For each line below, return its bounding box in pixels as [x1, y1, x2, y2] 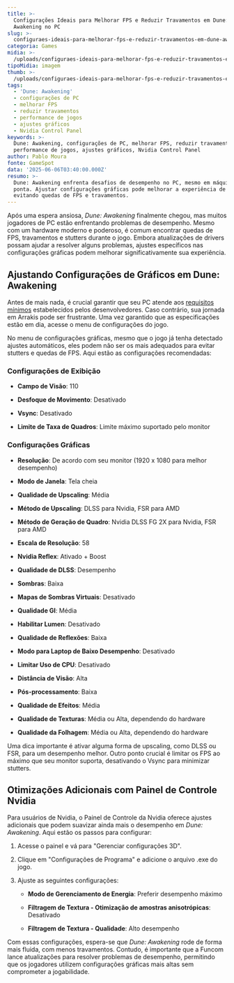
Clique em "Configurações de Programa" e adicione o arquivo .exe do [17, 855, 218, 864]
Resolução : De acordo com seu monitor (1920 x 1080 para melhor [17, 456, 208, 465]
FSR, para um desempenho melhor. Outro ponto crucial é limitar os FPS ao [7, 749, 221, 757]
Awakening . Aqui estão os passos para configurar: [7, 829, 152, 837]
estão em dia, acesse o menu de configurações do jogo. [7, 320, 169, 328]
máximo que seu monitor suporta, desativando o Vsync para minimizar [7, 756, 210, 765]
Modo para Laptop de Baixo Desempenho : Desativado [17, 647, 175, 655]
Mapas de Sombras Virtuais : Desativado [17, 592, 136, 601]
